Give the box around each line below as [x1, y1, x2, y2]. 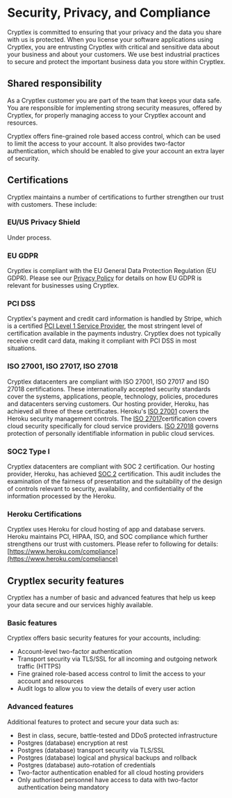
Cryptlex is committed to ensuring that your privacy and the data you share [7, 28, 222, 36]
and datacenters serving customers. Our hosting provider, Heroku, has [7, 399, 210, 408]
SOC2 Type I [7, 446, 50, 456]
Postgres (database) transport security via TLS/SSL [17, 746, 165, 754]
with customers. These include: [7, 200, 97, 208]
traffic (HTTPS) [17, 662, 61, 671]
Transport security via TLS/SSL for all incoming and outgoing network [17, 655, 217, 663]
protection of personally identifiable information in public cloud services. [7, 429, 215, 437]
